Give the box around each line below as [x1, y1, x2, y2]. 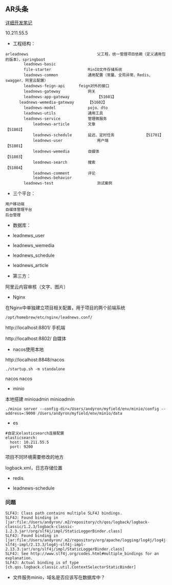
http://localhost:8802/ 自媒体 [5, 335, 67, 342]
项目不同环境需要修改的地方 [5, 454, 64, 460]
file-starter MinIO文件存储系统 [24, 67, 122, 72]
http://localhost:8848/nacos [5, 356, 64, 363]
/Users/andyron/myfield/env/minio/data [37, 410, 123, 416]
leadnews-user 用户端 [32, 138, 109, 143]
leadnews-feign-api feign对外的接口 [24, 83, 110, 88]
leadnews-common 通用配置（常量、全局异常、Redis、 [24, 72, 153, 78]
